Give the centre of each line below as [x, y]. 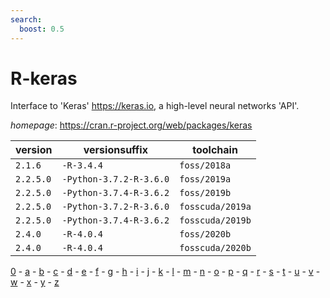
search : [26, 19]
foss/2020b [205, 234]
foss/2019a [205, 179]
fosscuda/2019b [215, 220]
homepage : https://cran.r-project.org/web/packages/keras [131, 125]
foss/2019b [205, 193]
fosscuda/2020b [215, 248]
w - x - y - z [35, 282]
